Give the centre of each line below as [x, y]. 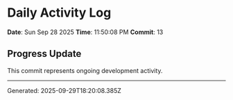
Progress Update [44, 54]
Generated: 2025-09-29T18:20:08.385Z [64, 90]
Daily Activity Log [59, 13]
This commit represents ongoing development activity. [85, 70]
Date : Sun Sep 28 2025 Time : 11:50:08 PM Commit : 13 [85, 32]
